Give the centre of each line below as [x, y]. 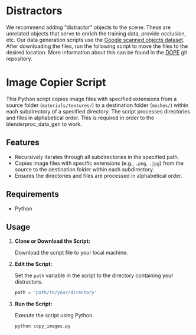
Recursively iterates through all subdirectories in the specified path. [97, 157]
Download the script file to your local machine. [71, 253]
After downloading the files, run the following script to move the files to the [97, 46]
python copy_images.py [43, 326]
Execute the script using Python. [54, 316]
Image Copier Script [56, 82]
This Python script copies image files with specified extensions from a [92, 99]
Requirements [32, 194]
